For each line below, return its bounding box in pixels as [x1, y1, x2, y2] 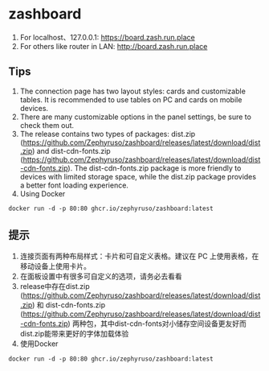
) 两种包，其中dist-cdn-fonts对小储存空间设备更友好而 [67, 319, 247, 328]
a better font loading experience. [19, 180, 128, 190]
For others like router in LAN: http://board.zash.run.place [19, 41, 208, 51]
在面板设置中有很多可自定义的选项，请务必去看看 [19, 271, 182, 281]
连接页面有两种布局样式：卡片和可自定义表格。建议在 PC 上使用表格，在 [19, 251, 259, 261]
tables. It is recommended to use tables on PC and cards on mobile [19, 94, 243, 105]
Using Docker [19, 188, 66, 198]
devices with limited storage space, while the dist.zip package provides [19, 171, 257, 181]
